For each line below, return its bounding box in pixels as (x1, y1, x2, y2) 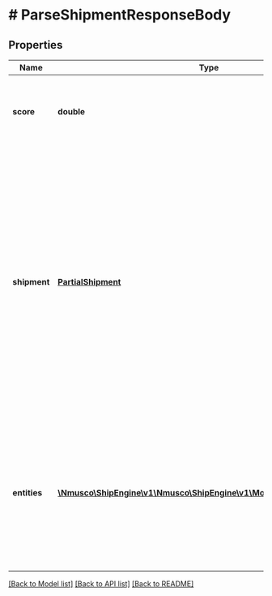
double (57, 106, 86, 117)
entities (12, 487, 43, 498)
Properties (8, 38, 63, 52)
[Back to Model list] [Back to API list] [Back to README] (8, 579, 194, 589)
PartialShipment (57, 277, 121, 287)
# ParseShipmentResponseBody (8, 6, 232, 24)
